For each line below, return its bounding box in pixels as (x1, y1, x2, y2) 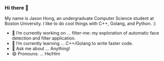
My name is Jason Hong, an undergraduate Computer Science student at (4, 16, 154, 21)
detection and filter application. (11, 35, 76, 41)
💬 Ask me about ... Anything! (11, 46, 70, 52)
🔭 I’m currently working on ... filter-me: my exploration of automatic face (11, 30, 160, 36)
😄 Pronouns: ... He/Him (11, 51, 60, 57)
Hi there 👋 (4, 4, 29, 11)
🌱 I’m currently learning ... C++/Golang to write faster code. (11, 41, 133, 46)
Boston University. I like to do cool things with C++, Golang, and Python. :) (4, 20, 156, 26)
